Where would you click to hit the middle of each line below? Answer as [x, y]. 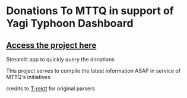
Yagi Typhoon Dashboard [70, 23]
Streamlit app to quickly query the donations [60, 59]
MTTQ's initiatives [28, 77]
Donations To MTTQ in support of [90, 11]
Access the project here [51, 45]
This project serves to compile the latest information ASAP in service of [93, 71]
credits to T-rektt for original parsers [51, 89]
